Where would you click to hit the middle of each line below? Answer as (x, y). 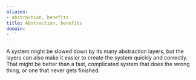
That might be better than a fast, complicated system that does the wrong (98, 64)
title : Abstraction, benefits (44, 23)
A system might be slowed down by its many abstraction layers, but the (95, 51)
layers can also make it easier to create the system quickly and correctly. (97, 58)
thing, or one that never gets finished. (53, 70)
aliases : (17, 12)
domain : (16, 29)
